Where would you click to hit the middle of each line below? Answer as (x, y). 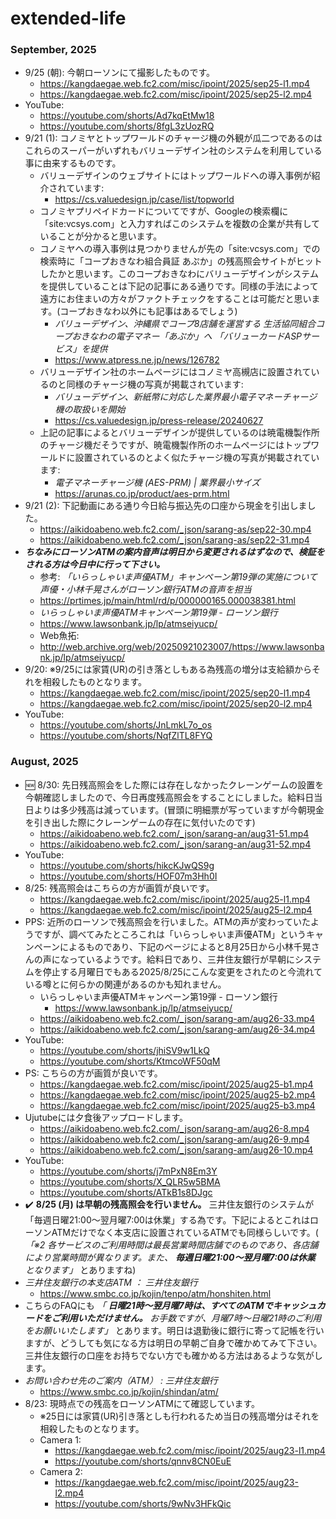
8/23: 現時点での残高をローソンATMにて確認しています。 (142, 1403)
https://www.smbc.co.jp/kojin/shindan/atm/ (129, 1391)
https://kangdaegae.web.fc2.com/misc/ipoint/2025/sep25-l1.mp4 (175, 84)
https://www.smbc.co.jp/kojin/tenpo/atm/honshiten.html (155, 1293)
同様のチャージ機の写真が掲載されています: (155, 384)
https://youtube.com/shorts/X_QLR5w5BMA (130, 1181)
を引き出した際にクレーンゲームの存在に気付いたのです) (140, 822)
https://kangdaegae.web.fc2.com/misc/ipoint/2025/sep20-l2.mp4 (176, 704)
